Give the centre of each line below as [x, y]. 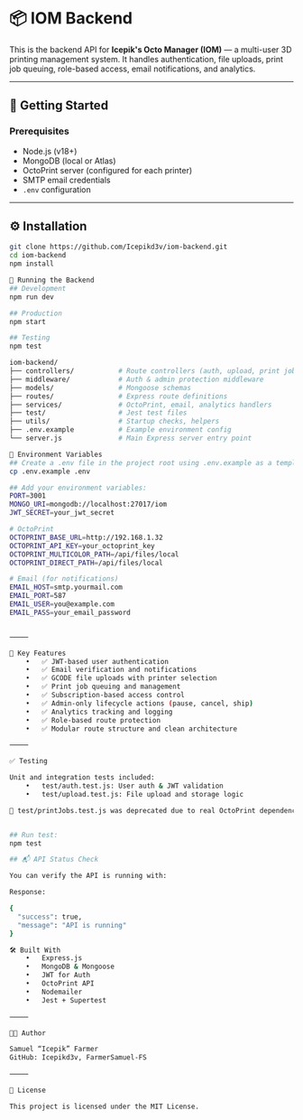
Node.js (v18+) [50, 151]
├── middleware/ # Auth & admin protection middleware [137, 379]
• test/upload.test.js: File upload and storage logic [135, 794]
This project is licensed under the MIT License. [105, 1106]
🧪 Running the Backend [52, 280]
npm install [32, 264]
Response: [28, 892]
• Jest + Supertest [66, 1000]
